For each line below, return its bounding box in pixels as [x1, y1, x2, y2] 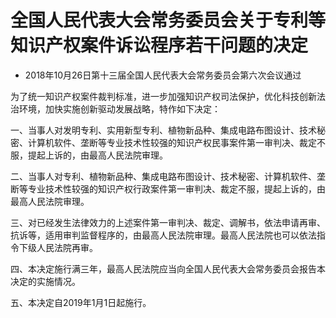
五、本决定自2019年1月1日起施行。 [10, 296, 152, 308]
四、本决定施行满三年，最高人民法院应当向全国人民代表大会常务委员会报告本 [10, 262, 326, 275]
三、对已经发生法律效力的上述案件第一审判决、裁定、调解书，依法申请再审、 [10, 216, 326, 228]
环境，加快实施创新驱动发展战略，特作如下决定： [18, 102, 221, 115]
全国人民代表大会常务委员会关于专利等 [10, 9, 327, 32]
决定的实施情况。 [10, 275, 81, 287]
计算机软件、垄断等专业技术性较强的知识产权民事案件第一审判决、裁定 [27, 136, 317, 148]
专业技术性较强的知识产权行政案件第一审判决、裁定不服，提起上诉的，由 [27, 182, 326, 195]
